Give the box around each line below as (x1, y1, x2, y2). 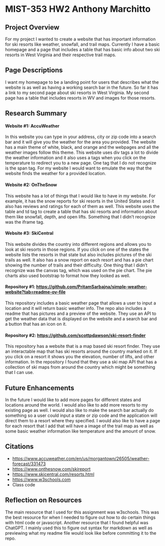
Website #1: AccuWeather (5, 123, 60, 129)
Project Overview (5, 23, 60, 32)
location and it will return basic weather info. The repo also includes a (5, 306, 146, 311)
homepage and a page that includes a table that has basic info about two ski (5, 47, 160, 52)
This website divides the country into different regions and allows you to (5, 241, 152, 247)
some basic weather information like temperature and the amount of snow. (5, 428, 156, 434)
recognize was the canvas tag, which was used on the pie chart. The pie (5, 267, 152, 273)
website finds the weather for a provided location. (5, 171, 106, 176)
